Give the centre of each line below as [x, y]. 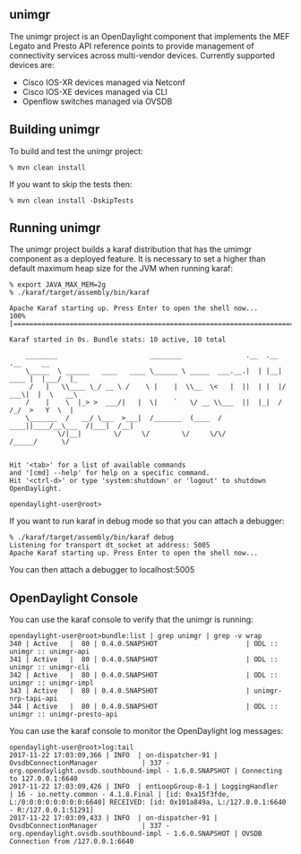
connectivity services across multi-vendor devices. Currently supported [142, 55]
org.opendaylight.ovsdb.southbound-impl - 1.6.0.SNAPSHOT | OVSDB [136, 834]
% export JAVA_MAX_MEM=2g [57, 285]
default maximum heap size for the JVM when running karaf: [121, 269]
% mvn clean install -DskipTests [72, 201]
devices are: [32, 65]
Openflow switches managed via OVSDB [97, 101]
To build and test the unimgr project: [76, 151]
